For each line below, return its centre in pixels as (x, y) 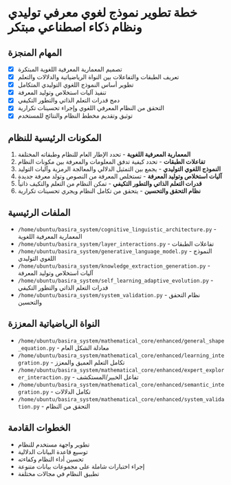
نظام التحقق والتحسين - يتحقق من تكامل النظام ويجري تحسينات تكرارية (109, 191)
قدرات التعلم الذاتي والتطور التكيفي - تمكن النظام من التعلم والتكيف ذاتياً (110, 184)
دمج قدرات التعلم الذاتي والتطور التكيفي (68, 100)
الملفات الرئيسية (39, 212)
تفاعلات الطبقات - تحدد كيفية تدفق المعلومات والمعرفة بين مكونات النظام (111, 162)
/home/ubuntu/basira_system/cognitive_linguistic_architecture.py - (117, 229)
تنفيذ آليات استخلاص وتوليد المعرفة (62, 93)
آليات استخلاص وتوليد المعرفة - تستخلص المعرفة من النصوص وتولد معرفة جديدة (120, 176)
